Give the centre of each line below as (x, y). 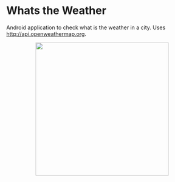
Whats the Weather (56, 11)
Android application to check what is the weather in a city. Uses (86, 27)
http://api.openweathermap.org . (46, 33)
